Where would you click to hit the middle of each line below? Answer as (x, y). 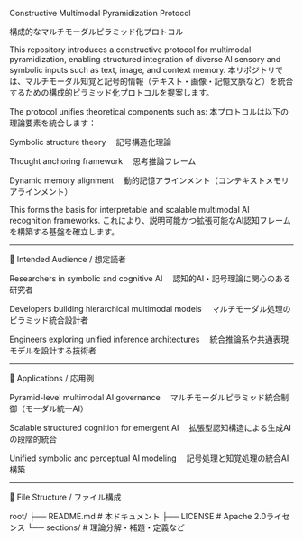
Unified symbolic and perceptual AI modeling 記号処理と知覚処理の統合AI (149, 458)
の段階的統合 (33, 439)
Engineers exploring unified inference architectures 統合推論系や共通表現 (149, 339)
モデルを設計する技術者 (53, 350)
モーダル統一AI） (56, 408)
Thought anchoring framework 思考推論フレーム (103, 161)
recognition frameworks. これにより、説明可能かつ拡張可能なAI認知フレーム (150, 220)
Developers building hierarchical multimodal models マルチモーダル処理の (150, 309)
